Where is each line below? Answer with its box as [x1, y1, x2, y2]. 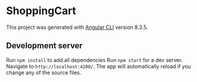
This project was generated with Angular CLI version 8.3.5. [6, 24, 148, 31]
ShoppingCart [6, 4, 76, 18]
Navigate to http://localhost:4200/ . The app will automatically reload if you [6, 63, 191, 70]
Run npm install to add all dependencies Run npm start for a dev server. [6, 56, 183, 63]
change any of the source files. [6, 69, 82, 76]
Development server [6, 41, 83, 51]
